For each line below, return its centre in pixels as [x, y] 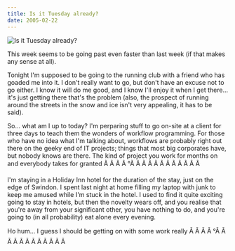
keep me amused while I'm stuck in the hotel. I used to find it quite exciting [115, 194]
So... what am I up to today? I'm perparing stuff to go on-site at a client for [114, 125]
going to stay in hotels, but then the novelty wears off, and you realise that [114, 202]
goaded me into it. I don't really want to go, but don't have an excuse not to [116, 82]
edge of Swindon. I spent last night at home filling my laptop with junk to [112, 187]
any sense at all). [32, 61]
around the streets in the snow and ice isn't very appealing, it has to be [110, 104]
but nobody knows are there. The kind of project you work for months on [113, 156]
